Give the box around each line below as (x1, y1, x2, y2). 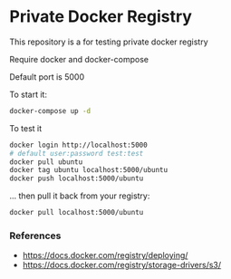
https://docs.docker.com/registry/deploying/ (22, 250, 188, 261)
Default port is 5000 (9, 71, 84, 82)
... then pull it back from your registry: (9, 190, 150, 201)
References (9, 229, 62, 242)
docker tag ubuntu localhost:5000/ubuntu (9, 166, 168, 175)
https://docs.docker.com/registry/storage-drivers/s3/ (22, 260, 222, 271)
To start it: (9, 89, 48, 100)
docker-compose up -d (9, 106, 91, 115)
